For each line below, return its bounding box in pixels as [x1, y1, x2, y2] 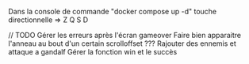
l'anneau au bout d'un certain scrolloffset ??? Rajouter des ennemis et [8, 39, 236, 48]
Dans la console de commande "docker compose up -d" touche [8, 7, 217, 16]
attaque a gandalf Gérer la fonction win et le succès [8, 47, 178, 56]
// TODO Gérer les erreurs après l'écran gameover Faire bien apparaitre [8, 31, 242, 40]
